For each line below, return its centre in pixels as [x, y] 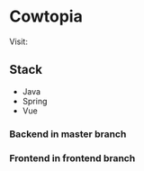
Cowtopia [46, 17]
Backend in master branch [68, 134]
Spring [35, 101]
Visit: [19, 41]
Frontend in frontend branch [72, 157]
